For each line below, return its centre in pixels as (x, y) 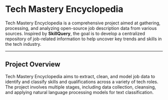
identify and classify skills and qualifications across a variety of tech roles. (82, 82)
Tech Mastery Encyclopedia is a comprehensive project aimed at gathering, (83, 23)
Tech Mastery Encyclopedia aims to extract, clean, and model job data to (80, 76)
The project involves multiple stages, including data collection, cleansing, (81, 87)
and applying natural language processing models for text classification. (79, 92)
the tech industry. (23, 44)
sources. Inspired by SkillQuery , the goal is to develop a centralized (75, 33)
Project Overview (33, 64)
